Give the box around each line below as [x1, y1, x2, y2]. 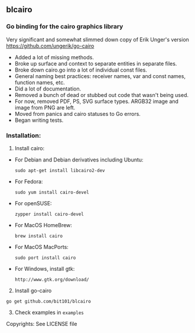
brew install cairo [14, 233, 63, 239]
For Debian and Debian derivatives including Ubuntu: [14, 156, 144, 163]
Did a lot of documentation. [14, 85, 82, 92]
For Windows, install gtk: [14, 265, 75, 272]
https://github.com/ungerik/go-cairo [6, 42, 95, 49]
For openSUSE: [14, 199, 52, 206]
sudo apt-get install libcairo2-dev [14, 167, 105, 173]
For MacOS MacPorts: [14, 243, 69, 250]
